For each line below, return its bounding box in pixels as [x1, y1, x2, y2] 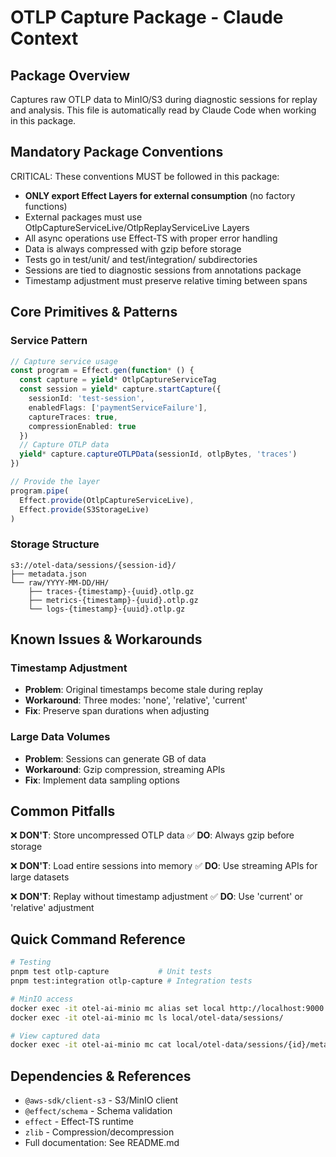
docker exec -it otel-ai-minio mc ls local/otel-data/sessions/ [10, 1012, 284, 1023]
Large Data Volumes [10, 730, 111, 744]
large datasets [10, 871, 70, 883]
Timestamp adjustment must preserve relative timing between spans [24, 274, 308, 286]
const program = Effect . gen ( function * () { [10, 366, 195, 376]
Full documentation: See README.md [24, 1137, 180, 1149]
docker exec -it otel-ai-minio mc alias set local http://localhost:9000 [10, 1003, 325, 1013]
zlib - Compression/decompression [24, 1126, 175, 1138]
